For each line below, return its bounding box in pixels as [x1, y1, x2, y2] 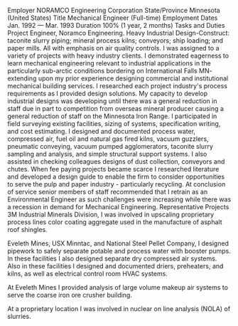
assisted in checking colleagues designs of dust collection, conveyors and [7, 157, 225, 166]
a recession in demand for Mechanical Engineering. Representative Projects [7, 203, 229, 211]
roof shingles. [7, 226, 48, 233]
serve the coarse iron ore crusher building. [7, 291, 133, 299]
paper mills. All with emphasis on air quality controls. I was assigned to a [7, 44, 220, 52]
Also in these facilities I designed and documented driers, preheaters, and [7, 262, 224, 270]
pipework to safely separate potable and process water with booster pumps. [7, 247, 231, 255]
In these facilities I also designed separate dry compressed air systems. [7, 254, 217, 263]
